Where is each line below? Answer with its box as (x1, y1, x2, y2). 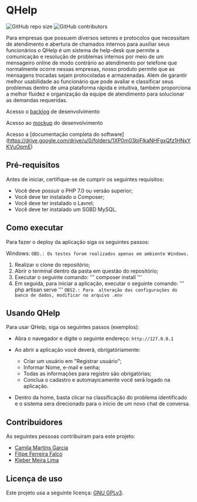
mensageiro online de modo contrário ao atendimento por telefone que (6, 59, 178, 66)
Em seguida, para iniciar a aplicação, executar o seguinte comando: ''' (14, 280, 185, 287)
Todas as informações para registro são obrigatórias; (23, 370, 152, 377)
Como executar (6, 223, 63, 233)
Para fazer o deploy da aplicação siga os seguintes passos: (6, 238, 150, 245)
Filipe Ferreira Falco (14, 450, 63, 457)
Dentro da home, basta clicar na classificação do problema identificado (14, 394, 188, 401)
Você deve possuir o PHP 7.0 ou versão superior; (14, 187, 133, 194)
